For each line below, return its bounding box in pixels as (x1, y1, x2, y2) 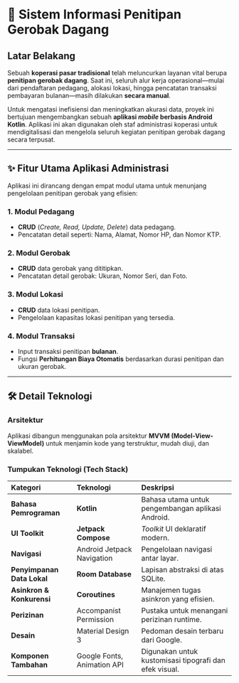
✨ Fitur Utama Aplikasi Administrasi (7, 163, 169, 175)
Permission (76, 614, 115, 624)
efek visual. (141, 664, 180, 674)
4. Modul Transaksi (7, 330, 75, 340)
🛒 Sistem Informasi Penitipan (7, 6, 181, 23)
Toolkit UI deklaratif (141, 524, 206, 534)
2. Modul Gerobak (7, 248, 70, 258)
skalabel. (7, 446, 34, 455)
